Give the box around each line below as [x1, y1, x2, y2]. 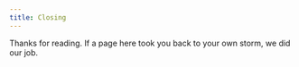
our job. [9, 46, 39, 58]
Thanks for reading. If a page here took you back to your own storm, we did [9, 38, 291, 48]
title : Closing [9, 13, 67, 22]
